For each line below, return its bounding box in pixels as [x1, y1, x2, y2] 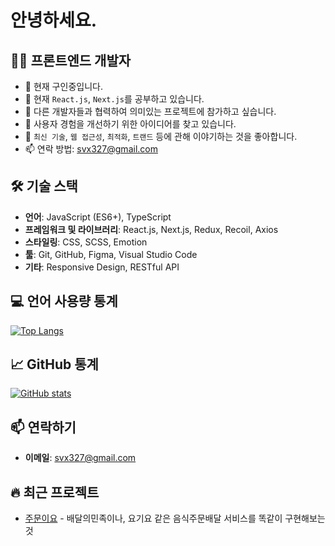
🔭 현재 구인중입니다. [24, 81, 103, 92]
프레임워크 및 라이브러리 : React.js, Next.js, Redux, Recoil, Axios [24, 223, 279, 235]
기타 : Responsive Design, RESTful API [24, 261, 180, 273]
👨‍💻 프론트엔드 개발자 [10, 52, 132, 69]
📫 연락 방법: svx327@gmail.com [24, 143, 158, 155]
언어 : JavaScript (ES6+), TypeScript [24, 211, 172, 223]
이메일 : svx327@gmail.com [24, 452, 137, 464]
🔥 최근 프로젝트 [10, 484, 100, 501]
